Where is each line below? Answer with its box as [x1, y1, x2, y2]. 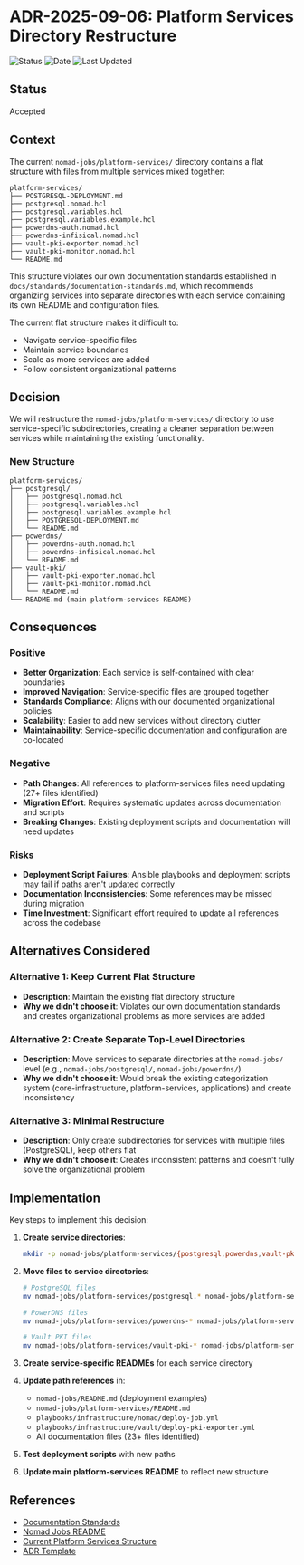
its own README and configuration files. [9, 299, 160, 310]
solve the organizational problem [22, 1164, 146, 1175]
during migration [22, 898, 85, 908]
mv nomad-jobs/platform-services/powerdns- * [22, 1316, 194, 1326]
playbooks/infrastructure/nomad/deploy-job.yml [35, 1414, 219, 1423]
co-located [22, 734, 64, 745]
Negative [9, 757, 51, 770]
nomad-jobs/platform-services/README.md [35, 1404, 191, 1414]
